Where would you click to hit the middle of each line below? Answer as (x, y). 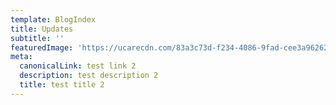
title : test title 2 (62, 85)
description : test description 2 (89, 76)
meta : (21, 57)
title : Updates (42, 29)
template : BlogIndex (53, 19)
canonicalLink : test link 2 (78, 66)
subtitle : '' (37, 38)
